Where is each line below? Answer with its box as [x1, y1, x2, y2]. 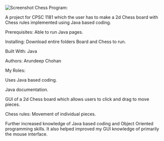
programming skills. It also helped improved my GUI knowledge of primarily [5, 126, 160, 132]
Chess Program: [34, 5, 68, 10]
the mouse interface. [5, 131, 48, 137]
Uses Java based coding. [5, 77, 57, 83]
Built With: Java [5, 48, 37, 54]
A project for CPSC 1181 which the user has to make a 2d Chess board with [5, 14, 158, 20]
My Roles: [5, 67, 26, 73]
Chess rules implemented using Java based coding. [5, 20, 111, 25]
